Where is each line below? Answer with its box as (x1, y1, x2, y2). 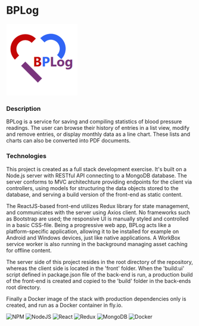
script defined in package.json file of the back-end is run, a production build (6, 271, 193, 278)
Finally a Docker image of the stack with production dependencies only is (6, 295, 186, 302)
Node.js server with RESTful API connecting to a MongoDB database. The (6, 172, 187, 179)
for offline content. (6, 247, 52, 254)
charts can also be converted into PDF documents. (6, 137, 131, 144)
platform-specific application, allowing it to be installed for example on (6, 228, 179, 235)
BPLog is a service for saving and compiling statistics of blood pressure (6, 118, 182, 125)
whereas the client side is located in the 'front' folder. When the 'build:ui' (6, 265, 185, 272)
